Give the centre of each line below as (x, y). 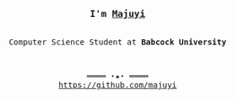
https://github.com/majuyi (118, 85)
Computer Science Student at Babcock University (118, 42)
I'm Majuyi (118, 14)
